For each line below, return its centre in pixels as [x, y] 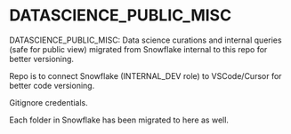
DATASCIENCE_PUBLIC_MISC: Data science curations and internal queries [145, 40]
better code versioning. [52, 85]
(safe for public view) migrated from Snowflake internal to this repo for [138, 49]
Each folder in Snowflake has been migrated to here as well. [119, 120]
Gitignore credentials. [49, 102]
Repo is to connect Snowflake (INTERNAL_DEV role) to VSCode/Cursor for [145, 75]
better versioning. [41, 59]
